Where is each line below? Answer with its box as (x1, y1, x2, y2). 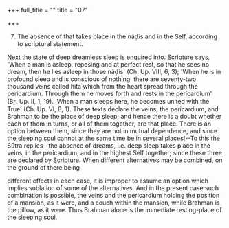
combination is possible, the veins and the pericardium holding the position (7, 192, 220, 199)
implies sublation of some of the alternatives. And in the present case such (7, 184, 219, 192)
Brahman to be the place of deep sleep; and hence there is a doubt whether (7, 113, 222, 120)
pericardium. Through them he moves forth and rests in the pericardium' (7, 89, 212, 98)
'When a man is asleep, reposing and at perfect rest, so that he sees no (7, 60, 210, 68)
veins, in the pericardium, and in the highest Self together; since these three (7, 149, 222, 157)
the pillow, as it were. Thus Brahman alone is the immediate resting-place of (7, 206, 222, 214)
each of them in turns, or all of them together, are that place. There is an (7, 119, 212, 128)
